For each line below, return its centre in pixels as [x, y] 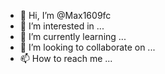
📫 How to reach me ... [66, 58]
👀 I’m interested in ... [62, 26]
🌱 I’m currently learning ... [73, 36]
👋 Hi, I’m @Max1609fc [65, 15]
